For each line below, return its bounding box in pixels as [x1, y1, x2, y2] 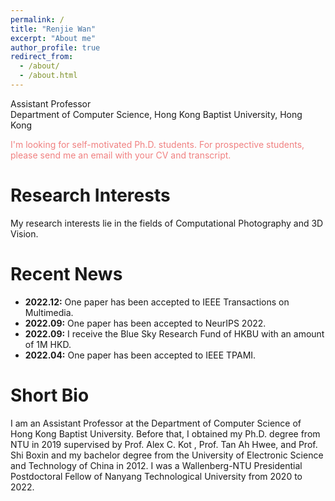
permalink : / [10, 14, 65, 25]
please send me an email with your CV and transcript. [10, 149, 232, 161]
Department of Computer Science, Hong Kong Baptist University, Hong [10, 108, 303, 120]
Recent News [10, 263, 123, 285]
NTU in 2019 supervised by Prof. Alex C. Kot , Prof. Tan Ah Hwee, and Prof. [10, 438, 318, 450]
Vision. [10, 227, 39, 240]
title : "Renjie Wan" [10, 24, 97, 34]
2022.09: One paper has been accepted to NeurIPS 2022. [24, 317, 267, 329]
